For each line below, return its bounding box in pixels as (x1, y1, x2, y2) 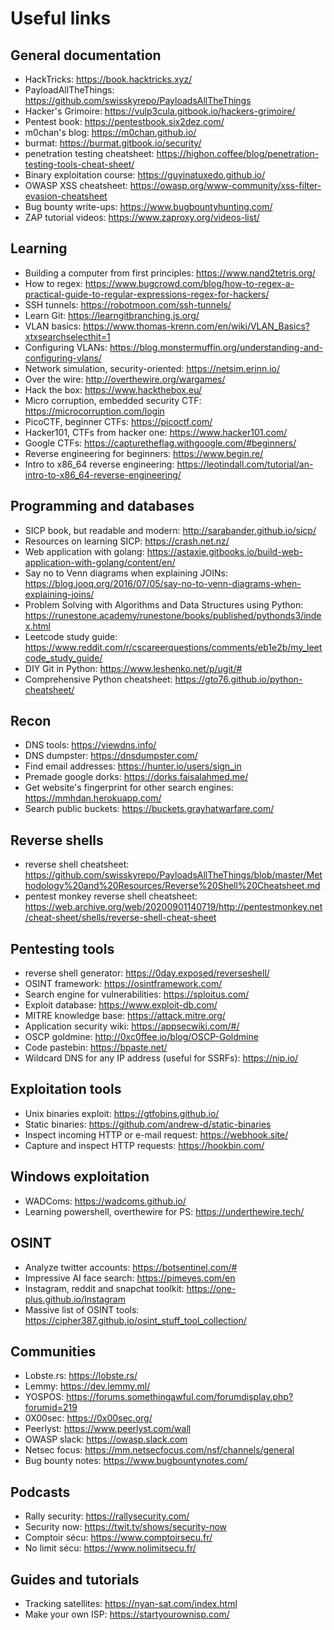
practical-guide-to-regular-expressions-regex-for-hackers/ (24, 288, 270, 300)
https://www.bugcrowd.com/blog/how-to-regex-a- (84, 277, 295, 289)
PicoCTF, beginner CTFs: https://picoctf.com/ (24, 415, 213, 427)
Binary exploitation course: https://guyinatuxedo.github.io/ (24, 169, 266, 181)
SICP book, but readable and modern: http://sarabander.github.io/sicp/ (24, 524, 317, 536)
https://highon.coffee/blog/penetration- (156, 148, 320, 159)
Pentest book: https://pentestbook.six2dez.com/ (24, 116, 225, 127)
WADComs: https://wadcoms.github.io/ (24, 1195, 187, 1207)
